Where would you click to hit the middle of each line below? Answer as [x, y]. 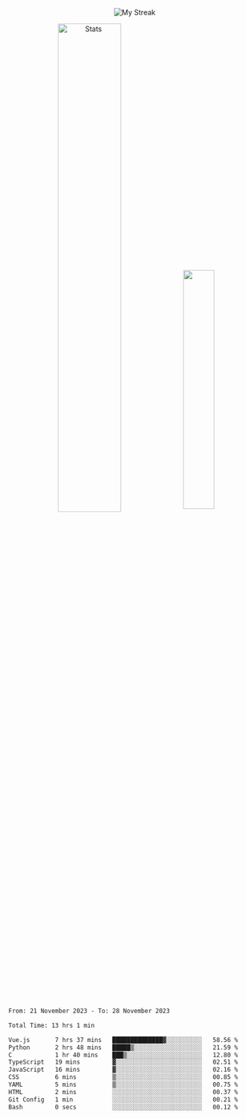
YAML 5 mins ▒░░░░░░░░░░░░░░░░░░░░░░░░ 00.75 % [123, 1085]
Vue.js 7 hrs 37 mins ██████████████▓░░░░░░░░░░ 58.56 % [123, 1040]
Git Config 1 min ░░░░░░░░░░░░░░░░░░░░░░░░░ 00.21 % [123, 1099]
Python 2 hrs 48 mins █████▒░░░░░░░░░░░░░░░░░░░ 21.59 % [123, 1047]
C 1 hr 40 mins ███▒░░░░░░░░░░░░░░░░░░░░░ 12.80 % [123, 1055]
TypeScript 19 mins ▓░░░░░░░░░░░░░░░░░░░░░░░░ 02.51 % [123, 1062]
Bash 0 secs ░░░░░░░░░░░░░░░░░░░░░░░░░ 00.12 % [123, 1107]
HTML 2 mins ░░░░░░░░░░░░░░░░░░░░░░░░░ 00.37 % [123, 1092]
